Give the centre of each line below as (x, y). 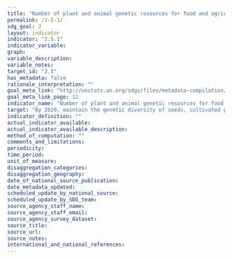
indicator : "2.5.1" (35, 39)
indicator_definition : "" (44, 116)
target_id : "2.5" (32, 71)
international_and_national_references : (66, 245)
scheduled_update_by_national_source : (63, 193)
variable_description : (40, 59)
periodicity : (26, 148)
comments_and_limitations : (46, 142)
